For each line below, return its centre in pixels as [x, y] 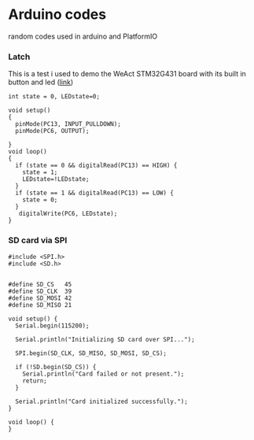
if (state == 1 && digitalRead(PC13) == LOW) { [95, 193]
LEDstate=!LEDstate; [56, 179]
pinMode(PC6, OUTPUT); [52, 131]
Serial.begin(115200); [52, 325]
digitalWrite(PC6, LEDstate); [68, 214]
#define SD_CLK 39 [40, 291]
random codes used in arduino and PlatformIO [83, 36]
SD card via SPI [38, 240]
